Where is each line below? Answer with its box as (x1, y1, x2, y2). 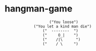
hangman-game (4, 3, 73, 14)
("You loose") (49, 19, 79, 24)
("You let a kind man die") (33, 23, 92, 29)
